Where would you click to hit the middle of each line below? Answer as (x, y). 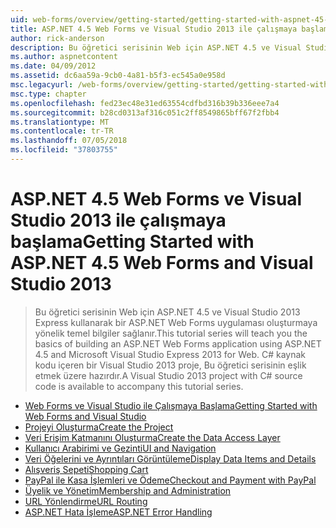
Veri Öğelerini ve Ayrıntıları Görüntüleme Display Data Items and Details (170, 458)
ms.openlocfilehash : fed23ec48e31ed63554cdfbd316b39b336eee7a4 (145, 103)
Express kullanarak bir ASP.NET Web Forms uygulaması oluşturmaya (176, 322)
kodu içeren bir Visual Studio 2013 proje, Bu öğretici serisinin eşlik (170, 365)
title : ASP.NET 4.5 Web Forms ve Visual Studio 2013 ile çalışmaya (154, 29)
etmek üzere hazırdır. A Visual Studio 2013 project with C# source (168, 375)
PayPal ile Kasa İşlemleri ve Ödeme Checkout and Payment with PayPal (170, 480)
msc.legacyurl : (42, 85)
